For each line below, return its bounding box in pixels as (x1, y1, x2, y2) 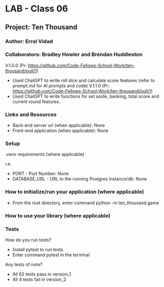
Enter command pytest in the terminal (12, 252, 90, 258)
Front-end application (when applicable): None (12, 128, 109, 134)
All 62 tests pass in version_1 (12, 271, 71, 277)
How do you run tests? (5, 237, 51, 243)
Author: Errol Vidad (5, 38, 53, 45)
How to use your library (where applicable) (5, 212, 111, 219)
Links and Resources (5, 111, 57, 118)
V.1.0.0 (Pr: (5, 62, 27, 68)
